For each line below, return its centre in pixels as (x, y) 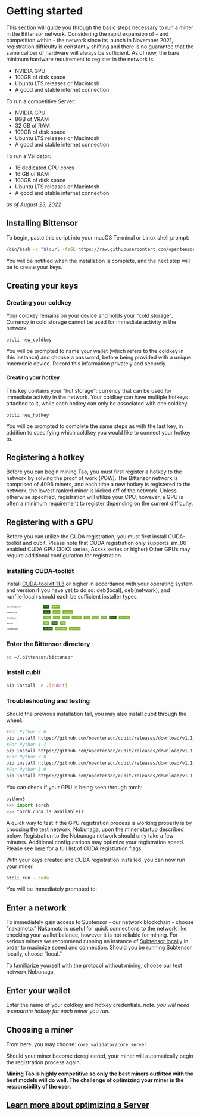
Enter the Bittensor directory (48, 644)
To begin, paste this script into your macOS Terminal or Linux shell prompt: (98, 237)
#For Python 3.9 (26, 770)
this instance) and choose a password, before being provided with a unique (99, 357)
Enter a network (36, 908)
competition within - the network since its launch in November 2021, (90, 40)
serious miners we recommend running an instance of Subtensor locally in (97, 941)
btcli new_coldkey (29, 340)
